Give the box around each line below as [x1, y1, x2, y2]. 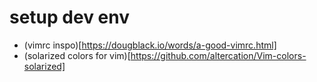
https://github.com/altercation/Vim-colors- [130, 49, 307, 61]
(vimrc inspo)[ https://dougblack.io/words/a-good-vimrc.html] [23, 39, 277, 51]
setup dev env [9, 6, 130, 29]
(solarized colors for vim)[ [23, 49, 131, 61]
